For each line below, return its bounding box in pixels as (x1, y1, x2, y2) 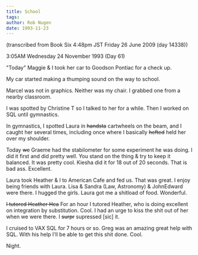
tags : (6, 14, 20, 20)
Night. (6, 243, 21, 250)
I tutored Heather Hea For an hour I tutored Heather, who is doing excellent (6, 201, 189, 208)
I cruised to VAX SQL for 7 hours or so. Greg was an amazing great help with (6, 225, 193, 232)
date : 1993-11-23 (6, 25, 49, 31)
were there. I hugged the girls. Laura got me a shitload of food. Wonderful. (6, 189, 187, 197)
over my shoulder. (6, 135, 50, 142)
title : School (6, 8, 41, 15)
